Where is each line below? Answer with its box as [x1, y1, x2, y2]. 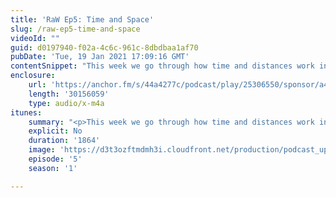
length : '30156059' [28, 89, 110, 99]
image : [28, 145, 56, 155]
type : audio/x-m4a [28, 98, 105, 108]
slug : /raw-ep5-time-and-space [10, 24, 141, 34]
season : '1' [28, 163, 78, 173]
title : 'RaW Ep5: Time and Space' [10, 14, 155, 25]
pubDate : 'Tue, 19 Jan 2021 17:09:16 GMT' [10, 52, 190, 62]
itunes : [10, 107, 43, 118]
